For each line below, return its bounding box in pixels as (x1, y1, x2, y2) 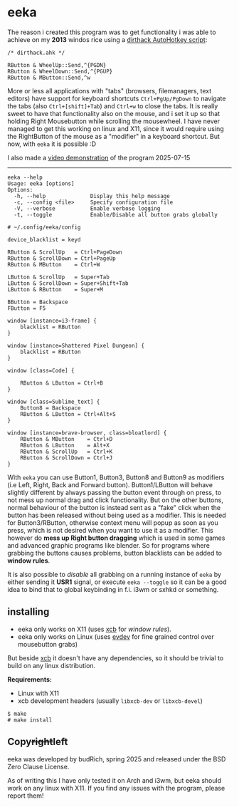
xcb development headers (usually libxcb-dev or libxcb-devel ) (17, 696, 203, 705)
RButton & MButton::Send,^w (7, 74, 91, 81)
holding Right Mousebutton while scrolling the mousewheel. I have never (7, 117, 221, 125)
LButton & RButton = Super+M (7, 286, 103, 293)
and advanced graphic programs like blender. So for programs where (7, 541, 210, 549)
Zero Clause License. (7, 762, 70, 771)
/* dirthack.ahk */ (7, 49, 65, 56)
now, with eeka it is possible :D (7, 140, 96, 148)
